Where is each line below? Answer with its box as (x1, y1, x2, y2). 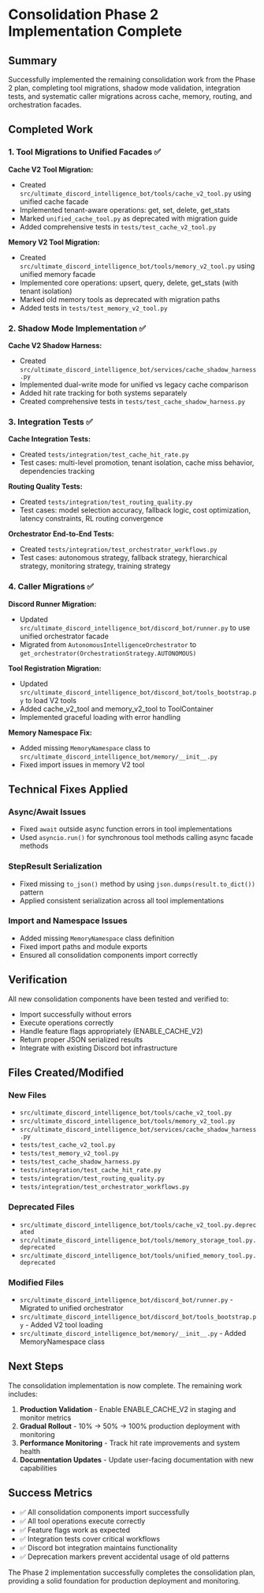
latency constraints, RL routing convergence (19, 514, 164, 524)
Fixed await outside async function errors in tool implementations (19, 824, 232, 834)
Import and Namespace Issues (8, 915, 128, 926)
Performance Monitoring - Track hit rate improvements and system (19, 1438, 240, 1447)
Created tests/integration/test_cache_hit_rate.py (19, 449, 189, 460)
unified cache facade (19, 196, 89, 206)
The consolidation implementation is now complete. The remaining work (8, 1380, 243, 1390)
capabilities (19, 1463, 58, 1473)
